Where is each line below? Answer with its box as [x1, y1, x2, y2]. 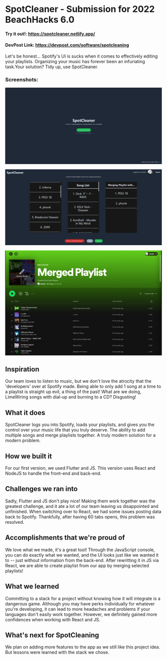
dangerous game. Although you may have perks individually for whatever [5, 600, 155, 607]
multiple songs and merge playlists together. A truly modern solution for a [5, 432, 156, 438]
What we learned [5, 582, 59, 591]
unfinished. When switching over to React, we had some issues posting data [5, 508, 162, 514]
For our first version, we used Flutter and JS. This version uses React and [5, 465, 156, 471]
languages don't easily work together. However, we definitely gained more [5, 611, 158, 617]
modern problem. [5, 437, 41, 443]
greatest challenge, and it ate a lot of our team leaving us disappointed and [5, 503, 159, 509]
